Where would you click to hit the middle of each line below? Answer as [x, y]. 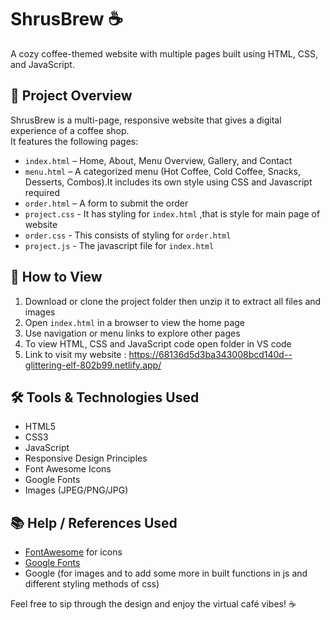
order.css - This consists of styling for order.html [128, 235]
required [42, 192]
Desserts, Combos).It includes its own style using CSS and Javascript [168, 182]
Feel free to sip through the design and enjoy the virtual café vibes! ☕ [153, 604]
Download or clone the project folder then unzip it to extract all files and [173, 301]
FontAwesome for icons [73, 552]
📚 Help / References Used [94, 522]
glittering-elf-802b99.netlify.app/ [93, 365]
